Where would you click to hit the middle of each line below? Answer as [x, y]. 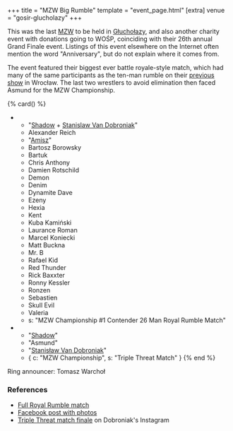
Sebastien [43, 297]
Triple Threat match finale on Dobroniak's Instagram [93, 420]
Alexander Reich [52, 132]
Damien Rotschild [54, 170]
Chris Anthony [49, 163]
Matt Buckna [47, 245]
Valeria [38, 313]
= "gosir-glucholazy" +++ [45, 18]
